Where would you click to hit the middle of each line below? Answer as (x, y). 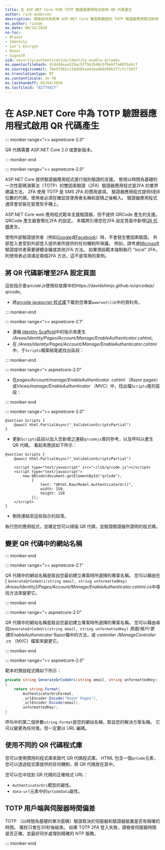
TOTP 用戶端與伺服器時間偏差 (50, 808)
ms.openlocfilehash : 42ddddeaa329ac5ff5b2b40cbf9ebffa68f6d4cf (71, 65)
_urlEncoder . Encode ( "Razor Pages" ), (60, 698)
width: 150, (52, 489)
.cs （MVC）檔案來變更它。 (33, 641)
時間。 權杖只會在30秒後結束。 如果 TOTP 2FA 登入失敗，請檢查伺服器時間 (81, 827)
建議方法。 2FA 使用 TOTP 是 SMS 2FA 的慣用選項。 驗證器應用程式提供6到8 (82, 192)
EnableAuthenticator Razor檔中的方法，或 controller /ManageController (83, 635)
